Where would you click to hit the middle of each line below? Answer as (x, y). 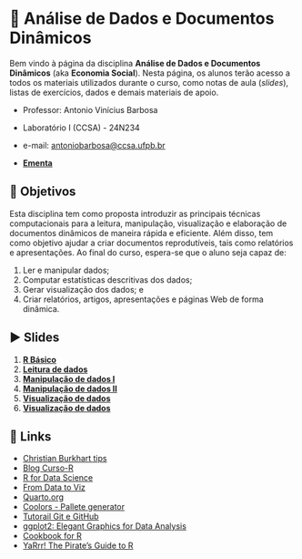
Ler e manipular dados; (66, 270)
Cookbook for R (52, 536)
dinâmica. (41, 308)
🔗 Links (30, 436)
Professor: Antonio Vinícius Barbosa (90, 109)
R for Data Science (58, 478)
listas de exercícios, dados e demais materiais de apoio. (114, 92)
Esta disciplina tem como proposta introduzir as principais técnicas (135, 213)
